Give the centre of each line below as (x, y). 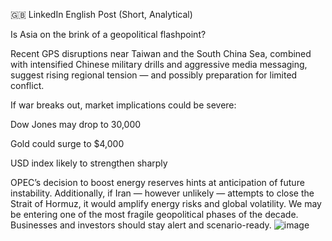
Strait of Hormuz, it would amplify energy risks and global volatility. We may (166, 203)
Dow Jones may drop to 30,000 (76, 124)
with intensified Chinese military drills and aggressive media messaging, (159, 64)
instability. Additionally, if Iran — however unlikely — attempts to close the (162, 193)
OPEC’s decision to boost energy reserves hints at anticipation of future (157, 182)
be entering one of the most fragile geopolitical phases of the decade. (154, 214)
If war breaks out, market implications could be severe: (123, 105)
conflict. (27, 85)
